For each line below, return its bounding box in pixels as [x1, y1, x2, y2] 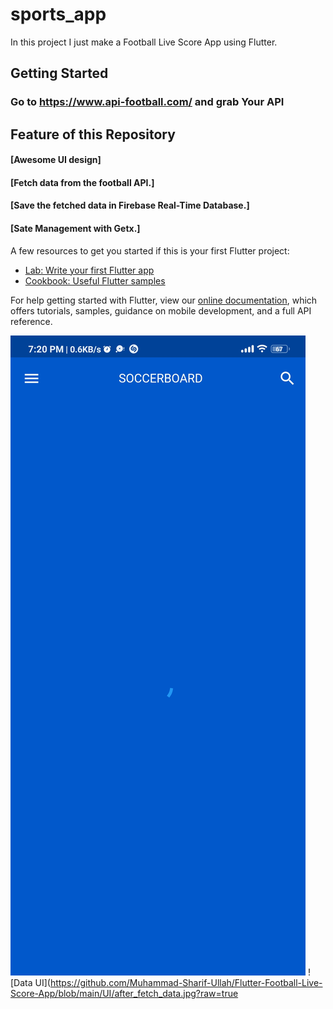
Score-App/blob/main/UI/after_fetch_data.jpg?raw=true [10, 987, 239, 999]
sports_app [10, 3, 107, 26]
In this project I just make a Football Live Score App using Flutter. [10, 36, 278, 48]
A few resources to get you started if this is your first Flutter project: [10, 244, 290, 257]
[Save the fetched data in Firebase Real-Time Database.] [10, 199, 250, 212]
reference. [10, 315, 53, 327]
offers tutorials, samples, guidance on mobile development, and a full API [10, 304, 312, 317]
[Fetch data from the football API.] [10, 176, 155, 188]
